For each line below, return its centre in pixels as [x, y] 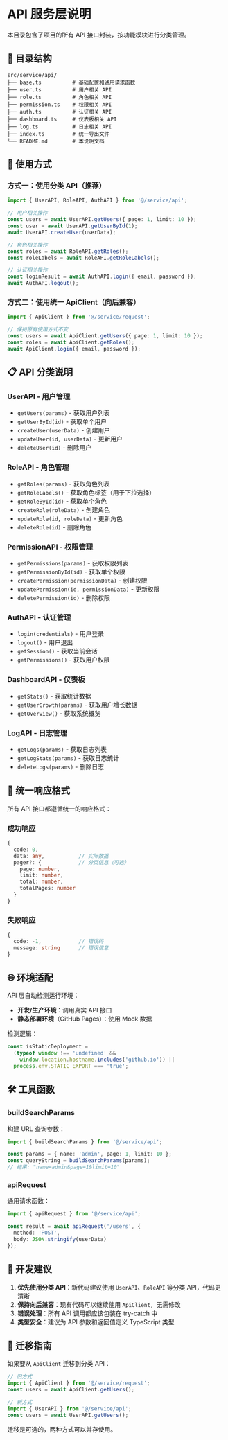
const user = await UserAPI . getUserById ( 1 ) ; [72, 226]
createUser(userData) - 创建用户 [64, 430]
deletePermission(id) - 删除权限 [64, 598]
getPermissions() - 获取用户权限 [63, 660]
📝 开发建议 [29, 1269]
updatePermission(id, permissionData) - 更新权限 [88, 589]
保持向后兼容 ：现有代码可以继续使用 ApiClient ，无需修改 [99, 1304]
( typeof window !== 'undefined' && [65, 1053]
